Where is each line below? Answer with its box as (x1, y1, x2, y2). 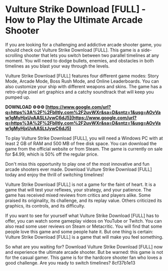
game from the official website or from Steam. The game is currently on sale (5, 146, 163, 152)
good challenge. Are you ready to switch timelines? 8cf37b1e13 (5, 259, 135, 265)
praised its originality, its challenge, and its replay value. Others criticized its (5, 197, 162, 204)
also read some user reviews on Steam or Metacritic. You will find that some (5, 223, 162, 229)
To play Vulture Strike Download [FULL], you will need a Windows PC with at (5, 135, 163, 141)
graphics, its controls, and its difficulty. (5, 202, 85, 209)
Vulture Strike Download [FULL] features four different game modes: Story (5, 73, 159, 79)
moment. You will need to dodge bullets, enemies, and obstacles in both (5, 57, 154, 63)
